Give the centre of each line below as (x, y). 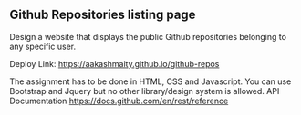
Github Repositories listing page (103, 15)
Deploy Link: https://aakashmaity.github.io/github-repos (114, 63)
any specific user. (43, 46)
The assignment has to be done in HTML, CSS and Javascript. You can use (150, 81)
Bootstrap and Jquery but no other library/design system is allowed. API (145, 91)
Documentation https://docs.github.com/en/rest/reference (119, 101)
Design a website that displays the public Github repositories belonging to (148, 36)
